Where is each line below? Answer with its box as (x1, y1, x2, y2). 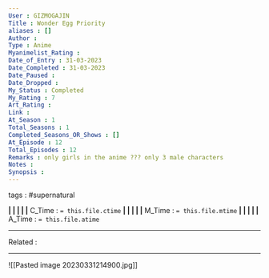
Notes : (8, 161, 34, 169)
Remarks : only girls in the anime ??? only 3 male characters (8, 153, 224, 161)
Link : (8, 109, 30, 117)
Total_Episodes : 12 (8, 146, 78, 154)
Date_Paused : (8, 71, 56, 79)
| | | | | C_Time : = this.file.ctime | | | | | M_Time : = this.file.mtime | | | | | (8, 206, 259, 215)
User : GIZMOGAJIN (8, 11, 70, 20)
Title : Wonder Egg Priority (8, 19, 106, 27)
